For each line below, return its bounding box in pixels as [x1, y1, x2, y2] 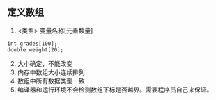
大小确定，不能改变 [17, 59, 73, 67]
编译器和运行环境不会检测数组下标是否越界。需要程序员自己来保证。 [17, 85, 213, 94]
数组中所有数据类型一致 [17, 76, 85, 85]
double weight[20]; [7, 46, 64, 53]
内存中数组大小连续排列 [17, 68, 85, 76]
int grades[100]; [7, 40, 58, 47]
